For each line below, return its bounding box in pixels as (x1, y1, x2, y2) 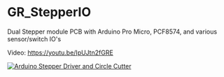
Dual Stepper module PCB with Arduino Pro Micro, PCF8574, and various (7, 27, 218, 36)
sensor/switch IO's (7, 34, 62, 43)
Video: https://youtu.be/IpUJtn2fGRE (7, 48, 113, 57)
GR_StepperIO (7, 4, 91, 20)
